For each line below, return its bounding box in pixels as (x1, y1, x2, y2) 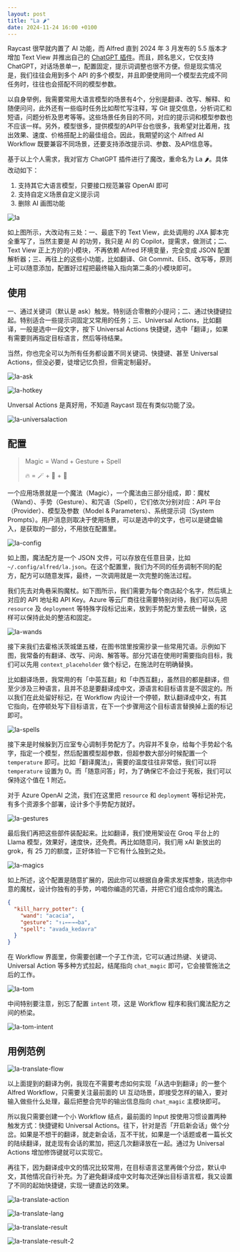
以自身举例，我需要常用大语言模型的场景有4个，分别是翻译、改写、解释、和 (7, 95, 231, 104)
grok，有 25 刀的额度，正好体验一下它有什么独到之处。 (7, 847, 170, 855)
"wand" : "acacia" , (20, 912, 75, 919)
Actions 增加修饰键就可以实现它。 (7, 1148, 107, 1156)
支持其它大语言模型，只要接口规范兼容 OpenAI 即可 (17, 181, 169, 190)
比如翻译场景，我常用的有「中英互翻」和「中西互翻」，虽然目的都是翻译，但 (7, 676, 230, 683)
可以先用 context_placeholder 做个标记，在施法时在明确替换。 (13, 660, 197, 668)
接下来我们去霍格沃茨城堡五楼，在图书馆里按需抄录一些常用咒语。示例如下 (7, 642, 226, 651)
